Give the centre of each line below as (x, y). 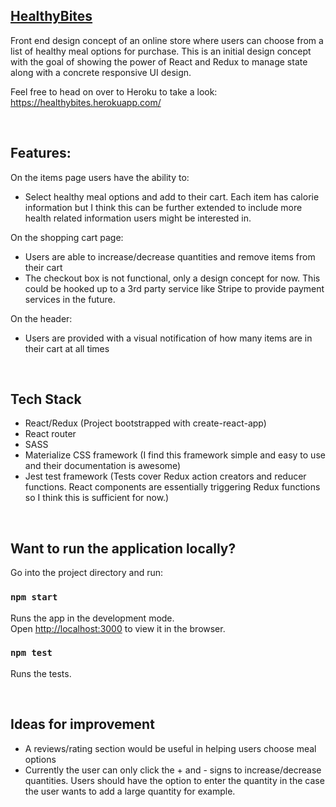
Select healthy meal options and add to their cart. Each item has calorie (172, 196)
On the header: (41, 318)
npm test (31, 653)
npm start (34, 597)
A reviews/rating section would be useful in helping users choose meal (170, 748)
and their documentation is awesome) (103, 466)
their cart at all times (67, 348)
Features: (41, 153)
